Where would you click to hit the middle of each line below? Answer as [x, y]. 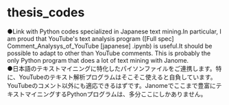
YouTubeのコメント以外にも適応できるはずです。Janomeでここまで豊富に [111, 85]
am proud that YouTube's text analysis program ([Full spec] [91, 38]
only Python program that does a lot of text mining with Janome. [98, 60]
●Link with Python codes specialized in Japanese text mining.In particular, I [114, 31]
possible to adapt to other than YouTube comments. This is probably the [109, 53]
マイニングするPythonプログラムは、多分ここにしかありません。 [116, 94]
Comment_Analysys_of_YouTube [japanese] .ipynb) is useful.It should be [110, 46]
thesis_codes [46, 13]
